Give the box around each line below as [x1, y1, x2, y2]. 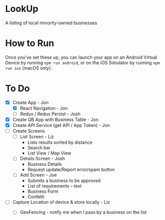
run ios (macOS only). [5, 65, 52, 71]
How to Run [5, 37, 54, 49]
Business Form [27, 188, 59, 195]
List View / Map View [27, 150, 71, 156]
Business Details [27, 161, 62, 167]
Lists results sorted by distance [27, 140, 93, 146]
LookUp [5, 3, 39, 15]
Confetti [27, 194, 44, 200]
